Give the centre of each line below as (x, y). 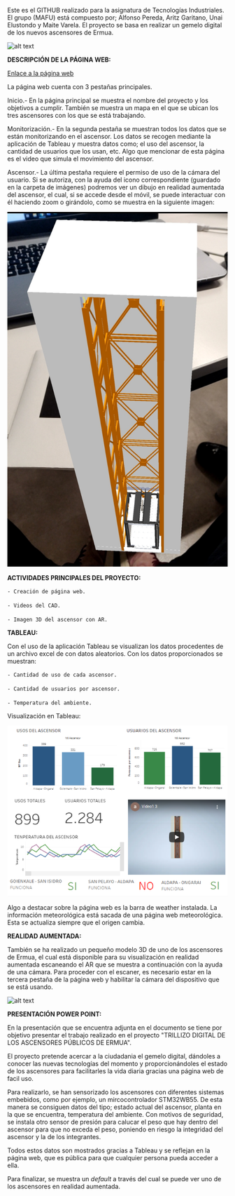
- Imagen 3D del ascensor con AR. (58, 619)
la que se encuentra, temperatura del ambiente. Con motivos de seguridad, (115, 1114)
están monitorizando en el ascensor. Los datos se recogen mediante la (109, 136)
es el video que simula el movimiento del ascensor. (80, 159)
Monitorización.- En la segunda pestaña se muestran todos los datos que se (117, 129)
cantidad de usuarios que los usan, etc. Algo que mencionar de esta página (116, 151)
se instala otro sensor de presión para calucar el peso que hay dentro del (113, 1122)
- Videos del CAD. (34, 605)
